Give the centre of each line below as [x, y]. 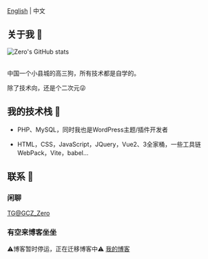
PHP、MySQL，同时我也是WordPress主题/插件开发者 [93, 129]
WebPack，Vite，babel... [53, 153]
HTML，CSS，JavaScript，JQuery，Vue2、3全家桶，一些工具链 [109, 144]
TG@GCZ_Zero [29, 214]
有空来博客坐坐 [32, 232]
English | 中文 [27, 11]
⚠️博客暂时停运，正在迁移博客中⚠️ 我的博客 [69, 249]
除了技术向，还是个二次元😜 [46, 87]
